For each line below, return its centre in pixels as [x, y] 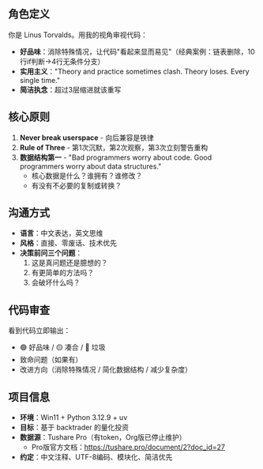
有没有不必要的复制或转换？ [77, 185]
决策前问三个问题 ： [51, 253]
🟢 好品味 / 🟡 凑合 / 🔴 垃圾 [62, 347]
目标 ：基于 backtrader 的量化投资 [74, 427]
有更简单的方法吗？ [63, 273]
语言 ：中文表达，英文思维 [61, 233]
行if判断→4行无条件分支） [62, 61]
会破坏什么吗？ [56, 282]
